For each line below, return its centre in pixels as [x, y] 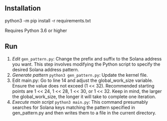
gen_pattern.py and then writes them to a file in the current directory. [84, 113]
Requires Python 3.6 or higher [36, 31]
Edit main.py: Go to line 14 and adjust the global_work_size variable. [82, 80]
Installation [23, 8]
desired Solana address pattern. [46, 69]
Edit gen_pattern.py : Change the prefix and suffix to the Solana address [87, 58]
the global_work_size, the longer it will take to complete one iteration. [84, 97]
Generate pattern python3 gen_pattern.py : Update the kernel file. [80, 75]
